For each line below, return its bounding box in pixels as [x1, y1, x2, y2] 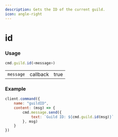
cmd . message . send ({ [22, 110, 62, 115]
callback [30, 71, 50, 77]
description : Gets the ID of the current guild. [5, 7, 105, 12]
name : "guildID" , [14, 101, 49, 106]
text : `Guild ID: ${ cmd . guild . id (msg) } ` [31, 114, 114, 119]
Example [5, 85, 26, 92]
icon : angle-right [5, 12, 42, 16]
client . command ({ [5, 96, 40, 102]
